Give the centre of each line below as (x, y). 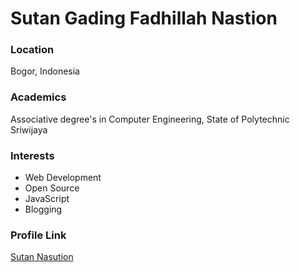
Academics (38, 97)
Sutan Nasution (42, 257)
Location (32, 50)
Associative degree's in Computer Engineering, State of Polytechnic (150, 119)
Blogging (43, 209)
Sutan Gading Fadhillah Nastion (144, 18)
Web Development (63, 178)
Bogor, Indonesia (45, 71)
